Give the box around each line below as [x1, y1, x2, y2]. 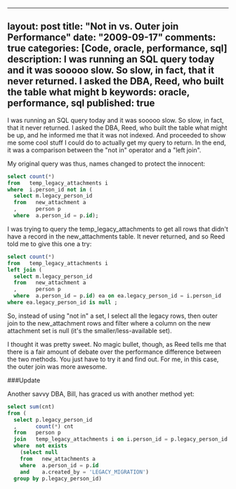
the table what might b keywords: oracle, [7, 86, 190, 98]
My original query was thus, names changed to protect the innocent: [7, 159, 206, 168]
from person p [13, 429, 61, 436]
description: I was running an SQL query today [7, 53, 215, 65]
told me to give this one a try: [7, 239, 92, 248]
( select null [20, 449, 58, 456]
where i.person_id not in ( [7, 186, 93, 193]
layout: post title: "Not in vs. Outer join [7, 20, 179, 32]
